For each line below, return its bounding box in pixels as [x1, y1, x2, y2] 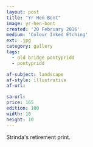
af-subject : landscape [6, 71, 64, 77]
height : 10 [6, 116, 34, 123]
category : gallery [6, 43, 53, 50]
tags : [6, 49, 20, 55]
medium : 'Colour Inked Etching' [6, 32, 88, 38]
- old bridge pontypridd [12, 55, 75, 61]
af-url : [6, 83, 26, 89]
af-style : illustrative [6, 77, 67, 83]
